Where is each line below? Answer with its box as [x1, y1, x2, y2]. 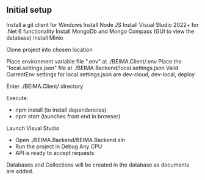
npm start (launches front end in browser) [15, 112, 121, 120]
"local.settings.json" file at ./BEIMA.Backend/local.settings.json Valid [6, 64, 179, 71]
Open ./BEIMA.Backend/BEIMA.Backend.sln [15, 136, 125, 143]
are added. [6, 167, 34, 175]
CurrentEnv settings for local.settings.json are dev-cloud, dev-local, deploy [6, 70, 195, 78]
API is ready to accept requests [15, 149, 95, 156]
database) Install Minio [6, 34, 63, 41]
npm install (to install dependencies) [15, 106, 107, 113]
